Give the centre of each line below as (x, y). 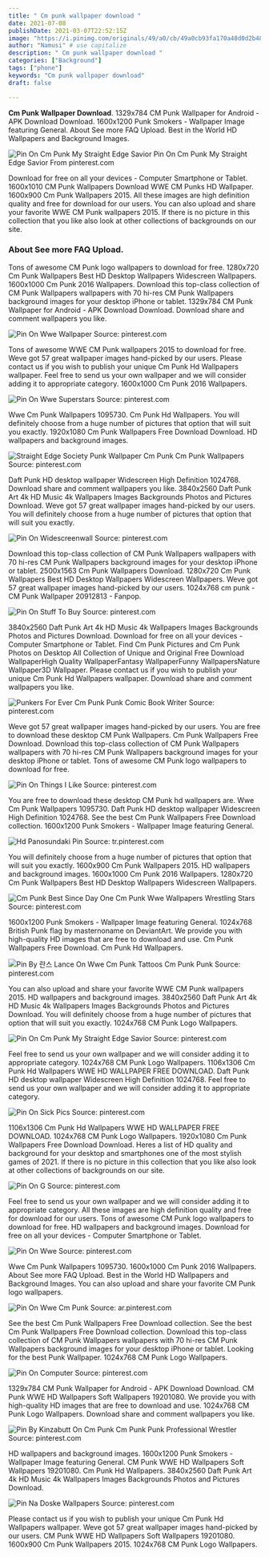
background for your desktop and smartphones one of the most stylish (125, 1153)
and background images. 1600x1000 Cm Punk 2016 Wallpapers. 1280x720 (131, 874)
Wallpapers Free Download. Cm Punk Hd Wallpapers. (96, 947)
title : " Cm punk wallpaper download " (75, 16)
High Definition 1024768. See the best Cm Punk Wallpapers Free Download (132, 817)
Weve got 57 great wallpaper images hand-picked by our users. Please (125, 358)
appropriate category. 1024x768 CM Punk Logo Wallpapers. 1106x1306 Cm (132, 1062)
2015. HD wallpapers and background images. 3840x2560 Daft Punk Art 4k (133, 997)
